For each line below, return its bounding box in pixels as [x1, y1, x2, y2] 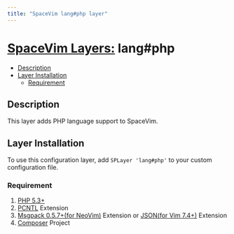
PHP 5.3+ [17, 196, 46, 205]
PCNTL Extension [17, 204, 69, 212]
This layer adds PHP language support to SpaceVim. [7, 117, 158, 126]
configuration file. [7, 163, 58, 172]
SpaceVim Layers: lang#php [7, 40, 175, 56]
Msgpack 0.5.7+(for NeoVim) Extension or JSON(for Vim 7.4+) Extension [17, 211, 228, 220]
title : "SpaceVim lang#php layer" [7, 10, 109, 17]
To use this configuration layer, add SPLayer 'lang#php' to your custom [7, 156, 212, 164]
